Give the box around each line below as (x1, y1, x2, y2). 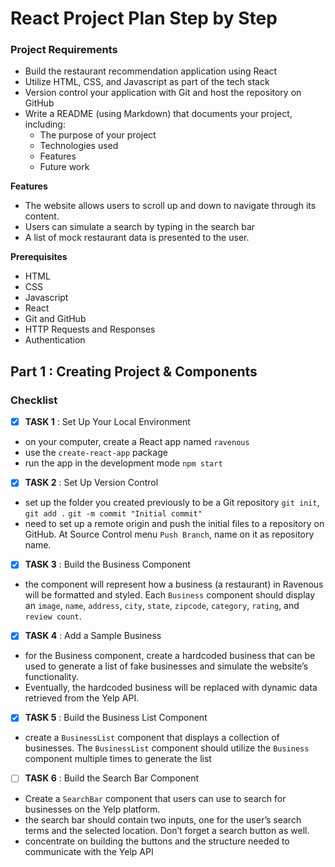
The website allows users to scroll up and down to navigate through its (24, 200, 317, 212)
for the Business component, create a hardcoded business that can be (24, 650, 316, 662)
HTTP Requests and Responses (24, 323, 156, 336)
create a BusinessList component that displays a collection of (24, 732, 280, 744)
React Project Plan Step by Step (10, 7, 278, 30)
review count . (24, 610, 82, 622)
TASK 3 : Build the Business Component (24, 558, 191, 571)
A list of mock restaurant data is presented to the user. (24, 232, 250, 244)
